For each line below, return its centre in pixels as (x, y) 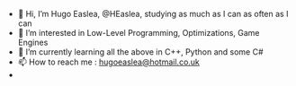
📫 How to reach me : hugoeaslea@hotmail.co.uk (109, 62)
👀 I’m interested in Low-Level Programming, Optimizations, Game (139, 33)
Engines (33, 42)
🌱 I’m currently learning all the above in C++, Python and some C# (140, 52)
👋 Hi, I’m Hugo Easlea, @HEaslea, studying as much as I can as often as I (153, 14)
